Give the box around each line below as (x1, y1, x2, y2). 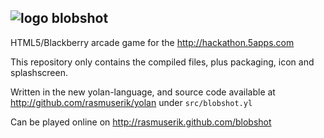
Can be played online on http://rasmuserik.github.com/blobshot (10, 116, 272, 128)
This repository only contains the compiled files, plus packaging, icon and (10, 56, 315, 68)
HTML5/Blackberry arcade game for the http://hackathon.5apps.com (10, 36, 295, 48)
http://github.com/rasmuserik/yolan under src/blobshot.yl (10, 96, 253, 108)
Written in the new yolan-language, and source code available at (10, 86, 276, 98)
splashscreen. (10, 66, 68, 78)
